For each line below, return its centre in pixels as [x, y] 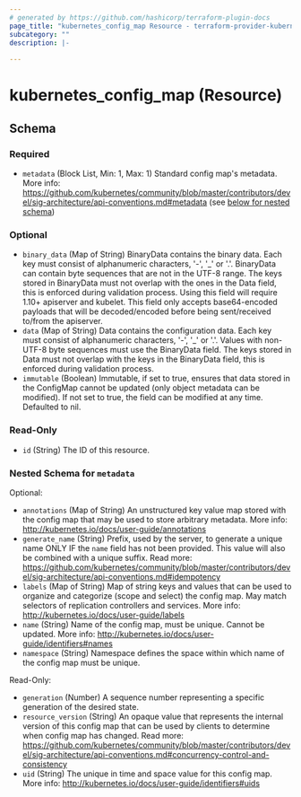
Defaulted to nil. [52, 407]
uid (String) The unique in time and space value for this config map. [147, 774]
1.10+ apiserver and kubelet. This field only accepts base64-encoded [150, 302]
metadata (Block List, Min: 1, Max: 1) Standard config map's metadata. [150, 173]
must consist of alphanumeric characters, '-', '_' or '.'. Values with [142, 340]
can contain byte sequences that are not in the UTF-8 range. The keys [152, 274]
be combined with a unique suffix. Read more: [107, 557]
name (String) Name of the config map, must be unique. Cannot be [143, 624]
